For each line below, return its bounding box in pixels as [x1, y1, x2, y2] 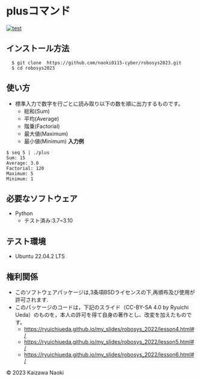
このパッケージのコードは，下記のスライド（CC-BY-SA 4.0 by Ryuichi [14, 303, 189, 311]
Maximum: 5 [6, 171, 34, 177]
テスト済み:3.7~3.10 [23, 217, 73, 224]
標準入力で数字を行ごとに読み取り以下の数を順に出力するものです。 [14, 100, 184, 107]
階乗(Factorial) [23, 123, 60, 130]
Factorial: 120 [6, 165, 45, 171]
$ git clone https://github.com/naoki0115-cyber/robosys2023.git [11, 59, 182, 66]
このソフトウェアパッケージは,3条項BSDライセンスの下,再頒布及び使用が [14, 288, 196, 296]
